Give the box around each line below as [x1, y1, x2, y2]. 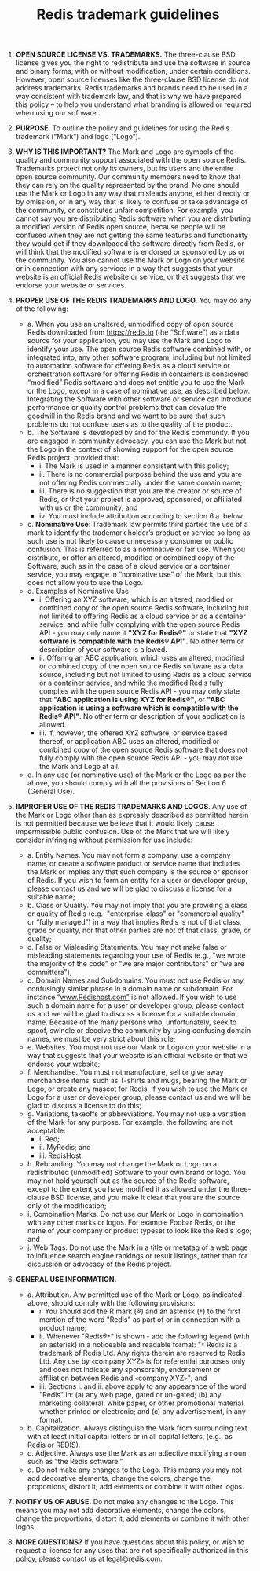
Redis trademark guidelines [36, 5, 220, 24]
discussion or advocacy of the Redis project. [27, 1259, 172, 1269]
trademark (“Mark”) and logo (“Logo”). [15, 132, 141, 141]
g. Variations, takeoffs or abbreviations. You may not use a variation [27, 1109, 247, 1119]
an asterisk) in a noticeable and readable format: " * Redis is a [38, 1340, 238, 1349]
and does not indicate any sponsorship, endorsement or [38, 1365, 221, 1375]
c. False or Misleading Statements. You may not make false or [27, 943, 228, 952]
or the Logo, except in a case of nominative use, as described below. [27, 386, 251, 396]
